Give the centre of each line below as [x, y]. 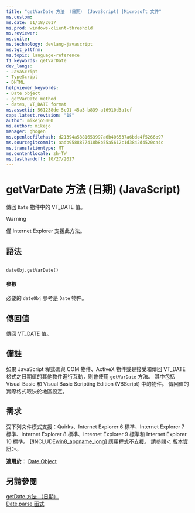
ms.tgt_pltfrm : [25, 50]
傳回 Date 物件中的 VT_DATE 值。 [46, 207]
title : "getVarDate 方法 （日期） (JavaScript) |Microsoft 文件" [84, 11]
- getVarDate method [31, 99]
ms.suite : [18, 39]
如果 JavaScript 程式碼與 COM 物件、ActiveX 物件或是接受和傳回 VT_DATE [96, 369]
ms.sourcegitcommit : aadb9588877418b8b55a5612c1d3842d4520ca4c [85, 142]
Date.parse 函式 [25, 504]
